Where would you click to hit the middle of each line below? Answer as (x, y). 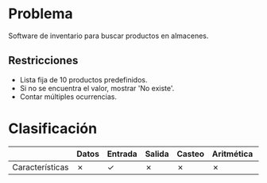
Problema (41, 14)
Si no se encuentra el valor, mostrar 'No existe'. (97, 88)
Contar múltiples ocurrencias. (68, 97)
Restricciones (43, 61)
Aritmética (232, 154)
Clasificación (53, 128)
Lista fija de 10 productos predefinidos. (83, 79)
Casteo (191, 154)
